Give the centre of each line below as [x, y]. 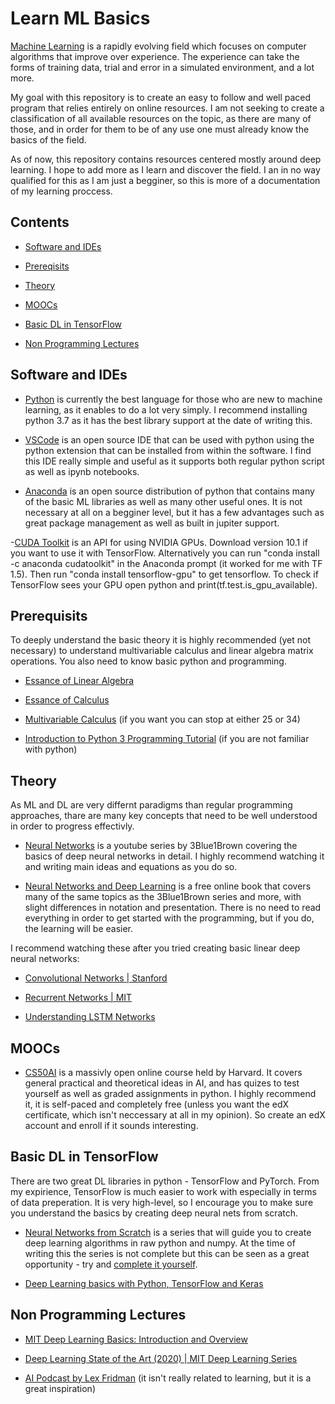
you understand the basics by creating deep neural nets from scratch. [154, 1213]
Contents [40, 222]
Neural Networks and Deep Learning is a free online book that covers [168, 886]
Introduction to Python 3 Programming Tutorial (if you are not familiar [167, 739]
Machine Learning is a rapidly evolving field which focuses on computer [158, 46]
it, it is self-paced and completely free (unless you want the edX [157, 1104]
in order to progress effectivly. [72, 826]
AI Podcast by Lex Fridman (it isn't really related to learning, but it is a [168, 1378]
